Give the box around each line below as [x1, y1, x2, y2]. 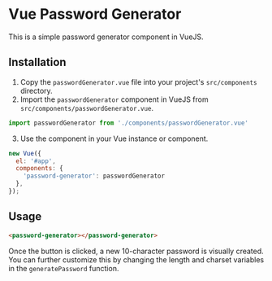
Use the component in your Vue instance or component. [19, 134, 209, 143]
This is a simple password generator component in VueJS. [8, 32, 205, 42]
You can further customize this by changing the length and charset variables [8, 254, 265, 265]
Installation [8, 55, 67, 69]
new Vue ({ [8, 149, 42, 157]
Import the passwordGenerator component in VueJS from [19, 94, 209, 104]
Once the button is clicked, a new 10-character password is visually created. [8, 246, 264, 256]
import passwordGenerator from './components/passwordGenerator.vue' [8, 119, 249, 127]
